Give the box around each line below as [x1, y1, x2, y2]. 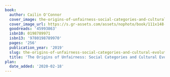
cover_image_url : [9, 21, 46, 27]
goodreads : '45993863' [9, 26, 57, 31]
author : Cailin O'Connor [9, 12, 62, 17]
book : [5, 7, 16, 13]
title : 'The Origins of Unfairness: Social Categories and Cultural [9, 54, 157, 60]
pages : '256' [9, 41, 37, 46]
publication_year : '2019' [9, 45, 64, 50]
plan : [5, 59, 16, 64]
